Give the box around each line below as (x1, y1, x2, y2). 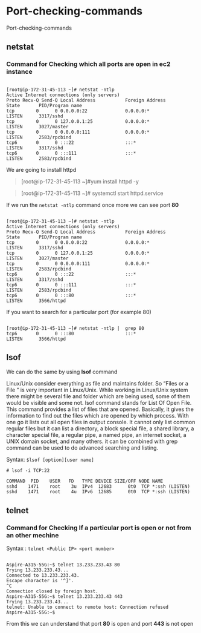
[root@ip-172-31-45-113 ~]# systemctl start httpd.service (21, 189, 164, 197)
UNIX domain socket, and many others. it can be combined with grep (6, 438, 178, 445)
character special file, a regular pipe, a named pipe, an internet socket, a (6, 431, 187, 439)
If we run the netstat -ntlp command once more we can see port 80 (6, 201, 179, 208)
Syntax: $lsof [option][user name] (6, 456, 95, 464)
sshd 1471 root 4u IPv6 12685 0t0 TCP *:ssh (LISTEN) (6, 489, 190, 495)
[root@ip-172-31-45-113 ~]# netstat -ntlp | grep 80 (6, 325, 145, 331)
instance (6, 68, 33, 76)
